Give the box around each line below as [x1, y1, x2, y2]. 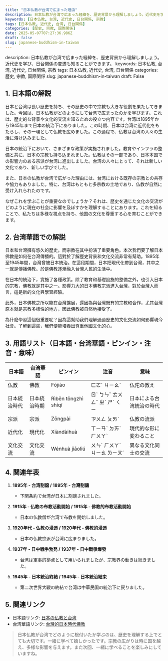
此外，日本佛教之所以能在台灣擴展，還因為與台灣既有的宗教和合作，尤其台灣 [5, 300, 163, 306]
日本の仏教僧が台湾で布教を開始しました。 [19, 514, 108, 520]
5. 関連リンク [5, 600, 46, 609]
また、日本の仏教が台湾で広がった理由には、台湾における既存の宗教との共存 [5, 175, 163, 181]
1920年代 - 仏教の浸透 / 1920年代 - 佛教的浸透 [12, 525, 107, 531]
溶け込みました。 [13, 135, 49, 141]
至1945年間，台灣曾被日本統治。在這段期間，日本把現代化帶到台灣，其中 [5, 260, 155, 266]
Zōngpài [50, 415, 71, 422]
